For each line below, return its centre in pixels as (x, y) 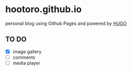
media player (26, 63)
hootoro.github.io (43, 9)
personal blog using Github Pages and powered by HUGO (66, 23)
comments (24, 57)
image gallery (27, 51)
